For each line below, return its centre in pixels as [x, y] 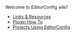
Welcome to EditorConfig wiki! [36, 7]
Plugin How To [27, 22]
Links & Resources [32, 17]
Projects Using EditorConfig [41, 27]
